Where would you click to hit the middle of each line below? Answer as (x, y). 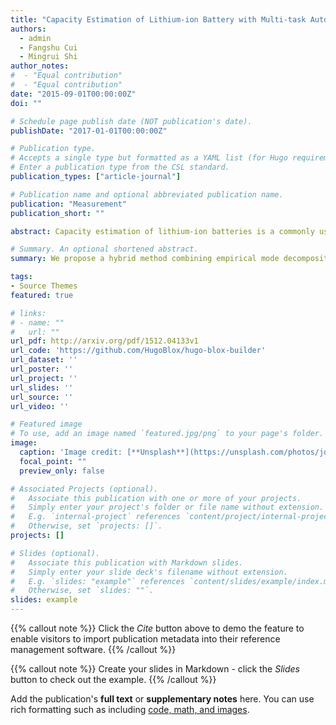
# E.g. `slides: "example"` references (98, 581)
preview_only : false (62, 471)
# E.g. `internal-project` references (96, 517)
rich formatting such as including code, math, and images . (130, 709)
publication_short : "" (57, 213)
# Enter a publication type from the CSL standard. (120, 167)
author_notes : (40, 66)
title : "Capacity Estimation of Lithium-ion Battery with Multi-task (158, 19)
